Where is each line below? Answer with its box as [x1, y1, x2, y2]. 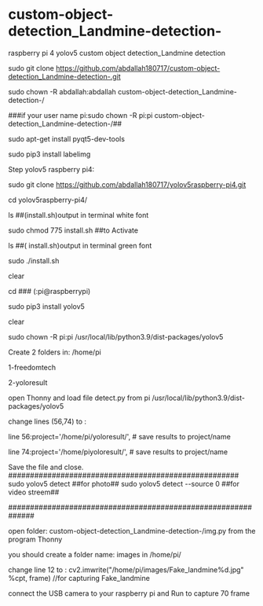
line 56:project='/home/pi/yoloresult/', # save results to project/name [8, 432, 232, 441]
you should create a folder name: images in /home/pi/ [8, 549, 182, 559]
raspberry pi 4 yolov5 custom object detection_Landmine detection [8, 48, 226, 57]
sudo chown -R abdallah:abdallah [8, 86, 116, 96]
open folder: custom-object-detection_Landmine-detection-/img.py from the [8, 526, 256, 535]
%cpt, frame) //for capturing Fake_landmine [8, 573, 151, 582]
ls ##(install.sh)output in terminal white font [8, 210, 149, 219]
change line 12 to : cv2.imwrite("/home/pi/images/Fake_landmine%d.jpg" [8, 564, 245, 575]
